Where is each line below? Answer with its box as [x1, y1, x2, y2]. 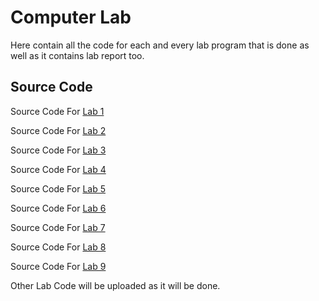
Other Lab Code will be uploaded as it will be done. [10, 279, 221, 291]
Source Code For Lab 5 [10, 182, 106, 195]
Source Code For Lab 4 [10, 163, 107, 175]
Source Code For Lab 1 [10, 105, 105, 117]
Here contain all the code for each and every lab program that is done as [10, 39, 310, 51]
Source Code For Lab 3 [10, 144, 107, 156]
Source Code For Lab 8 [10, 241, 107, 253]
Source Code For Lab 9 [10, 260, 107, 272]
